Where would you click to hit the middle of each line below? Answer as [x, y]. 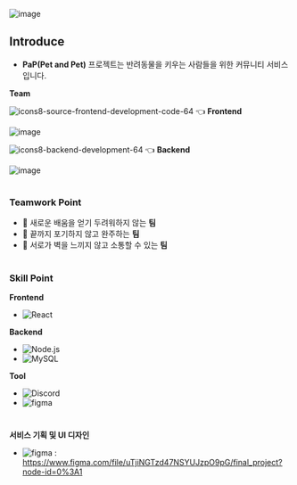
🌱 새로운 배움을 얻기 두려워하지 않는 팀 [89, 223]
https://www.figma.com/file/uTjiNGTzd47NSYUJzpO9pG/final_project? [152, 463]
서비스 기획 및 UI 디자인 [49, 435]
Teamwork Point [45, 202]
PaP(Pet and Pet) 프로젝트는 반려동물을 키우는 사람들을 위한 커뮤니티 [143, 64]
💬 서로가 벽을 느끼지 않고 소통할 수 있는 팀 [95, 245]
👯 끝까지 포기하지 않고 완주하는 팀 [81, 234]
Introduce [37, 41]
